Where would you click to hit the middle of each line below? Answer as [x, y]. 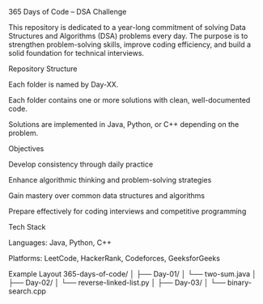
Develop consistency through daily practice [81, 164]
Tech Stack [27, 227]
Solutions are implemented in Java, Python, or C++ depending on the [124, 124]
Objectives [26, 148]
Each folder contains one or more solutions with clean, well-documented [129, 100]
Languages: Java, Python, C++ [60, 243]
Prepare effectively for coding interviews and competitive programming [127, 211]
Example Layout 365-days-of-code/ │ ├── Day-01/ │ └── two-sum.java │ [133, 274]
